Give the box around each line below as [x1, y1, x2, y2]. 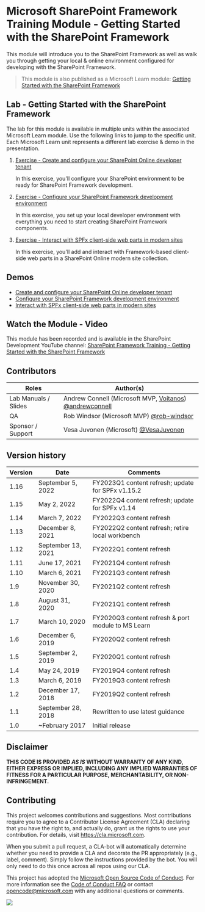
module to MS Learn [92, 621, 151, 629]
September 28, [38, 704, 82, 712]
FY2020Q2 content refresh [92, 635, 171, 643]
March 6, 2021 [38, 569, 82, 577]
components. [15, 224, 49, 231]
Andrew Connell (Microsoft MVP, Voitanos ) [63, 394, 187, 403]
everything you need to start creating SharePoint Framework [15, 218, 168, 225]
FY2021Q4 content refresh [92, 559, 171, 567]
